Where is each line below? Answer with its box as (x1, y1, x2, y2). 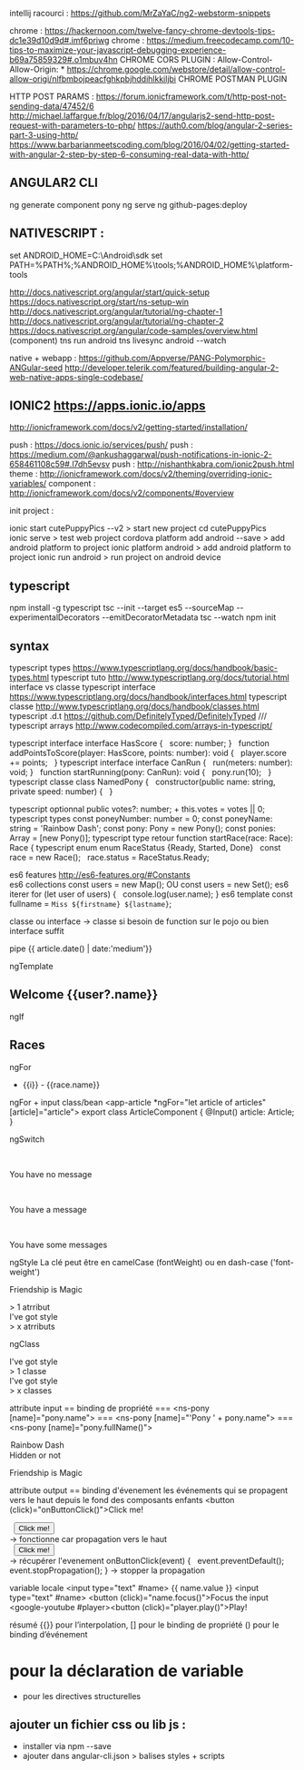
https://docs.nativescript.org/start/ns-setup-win (9, 296, 189, 307)
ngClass (9, 1338, 41, 1349)
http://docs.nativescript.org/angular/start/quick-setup (9, 286, 211, 298)
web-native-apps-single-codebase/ (9, 371, 143, 382)
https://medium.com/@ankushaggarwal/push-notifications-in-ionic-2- (9, 449, 272, 460)
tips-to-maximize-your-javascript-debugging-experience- (9, 44, 227, 55)
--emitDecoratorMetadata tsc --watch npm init (101, 612, 277, 623)
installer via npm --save (22, 1741, 112, 1752)
